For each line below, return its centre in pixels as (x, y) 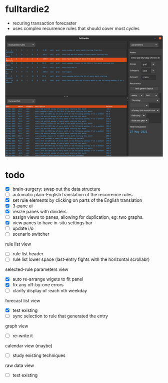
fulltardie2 (27, 9)
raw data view (20, 365)
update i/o (23, 228)
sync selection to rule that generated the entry (60, 316)
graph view (17, 326)
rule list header (28, 254)
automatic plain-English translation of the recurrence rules (72, 194)
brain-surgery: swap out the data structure (56, 189)
